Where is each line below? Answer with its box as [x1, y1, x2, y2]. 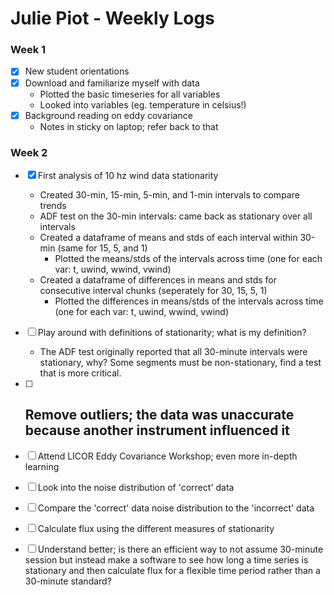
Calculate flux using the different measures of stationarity [37, 522, 275, 534]
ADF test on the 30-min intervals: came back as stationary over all [39, 210, 313, 222]
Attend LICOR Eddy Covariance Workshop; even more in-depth [37, 450, 298, 462]
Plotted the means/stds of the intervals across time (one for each [54, 252, 323, 264]
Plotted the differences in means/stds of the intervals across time [54, 295, 324, 307]
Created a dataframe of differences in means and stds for [39, 273, 277, 286]
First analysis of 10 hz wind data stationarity [37, 169, 219, 181]
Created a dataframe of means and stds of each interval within [39, 231, 298, 243]
